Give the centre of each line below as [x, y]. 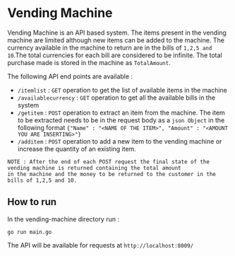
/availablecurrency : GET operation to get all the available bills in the [116, 98]
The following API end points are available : [70, 76]
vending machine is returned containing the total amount [94, 168]
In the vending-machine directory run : [64, 219]
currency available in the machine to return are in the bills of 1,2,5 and [110, 47]
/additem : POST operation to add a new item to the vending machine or [120, 141]
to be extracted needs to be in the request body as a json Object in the [121, 120]
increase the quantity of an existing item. [77, 149]
